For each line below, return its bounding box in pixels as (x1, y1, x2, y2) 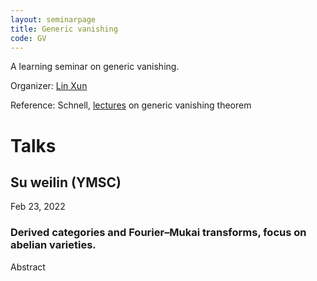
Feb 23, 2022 (10, 201, 66, 213)
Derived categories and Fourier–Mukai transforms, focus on (10, 226, 307, 240)
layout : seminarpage (10, 14, 97, 25)
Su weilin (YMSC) (10, 174, 122, 191)
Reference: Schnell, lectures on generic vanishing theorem (10, 99, 252, 111)
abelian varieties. (10, 238, 97, 252)
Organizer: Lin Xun (10, 80, 88, 92)
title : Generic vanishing (10, 24, 118, 34)
